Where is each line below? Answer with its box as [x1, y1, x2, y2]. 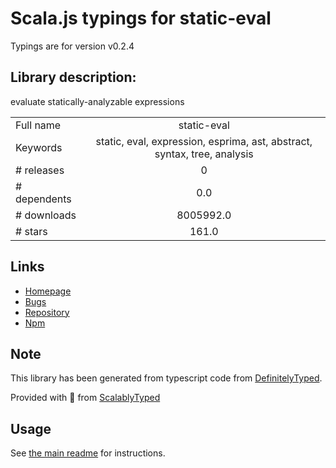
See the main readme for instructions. [10, 447, 166, 459]
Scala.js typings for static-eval [10, 7, 272, 30]
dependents [15, 192, 72, 206]
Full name [15, 118, 62, 132]
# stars [15, 224, 48, 238]
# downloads [15, 208, 77, 222]
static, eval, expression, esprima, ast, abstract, [95, 134, 313, 148]
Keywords [15, 140, 63, 154]
